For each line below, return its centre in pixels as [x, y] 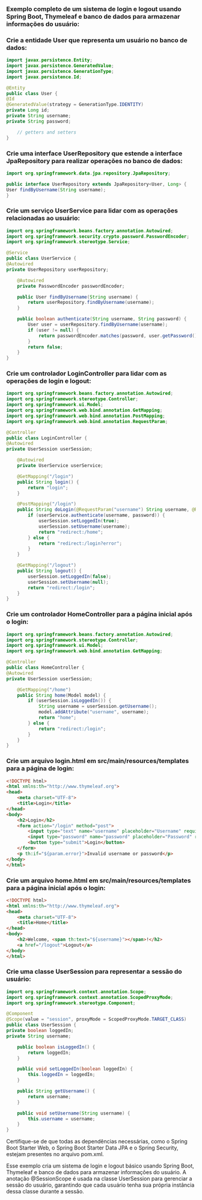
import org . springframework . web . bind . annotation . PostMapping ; [86, 416]
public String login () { [48, 482]
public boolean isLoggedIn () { [56, 1047]
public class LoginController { [47, 438]
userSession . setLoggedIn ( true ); [79, 521]
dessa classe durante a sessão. [45, 1192]
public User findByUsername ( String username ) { [78, 297]
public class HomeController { [45, 668]
